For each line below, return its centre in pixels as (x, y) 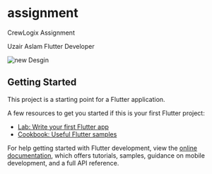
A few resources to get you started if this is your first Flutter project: (106, 113)
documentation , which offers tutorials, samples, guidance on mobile (106, 155)
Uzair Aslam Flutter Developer (51, 46)
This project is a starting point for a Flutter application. (86, 99)
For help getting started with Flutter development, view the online (102, 148)
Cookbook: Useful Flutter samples (67, 134)
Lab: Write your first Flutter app (63, 127)
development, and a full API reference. (63, 163)
